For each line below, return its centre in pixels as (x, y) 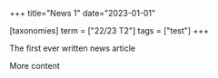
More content (35, 66)
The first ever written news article (73, 48)
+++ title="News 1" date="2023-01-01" (83, 13)
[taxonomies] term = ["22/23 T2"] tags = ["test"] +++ (109, 30)
